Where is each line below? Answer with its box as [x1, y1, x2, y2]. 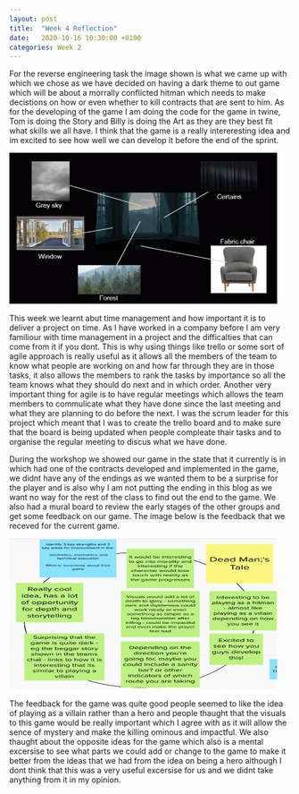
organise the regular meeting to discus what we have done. [9, 437, 228, 448]
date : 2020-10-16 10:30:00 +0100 [9, 33, 142, 42]
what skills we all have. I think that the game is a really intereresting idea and [9, 125, 291, 136]
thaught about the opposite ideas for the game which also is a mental [9, 737, 264, 747]
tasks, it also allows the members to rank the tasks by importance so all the [9, 370, 286, 380]
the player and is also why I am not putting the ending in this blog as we [9, 482, 273, 493]
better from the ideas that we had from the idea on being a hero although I [9, 756, 283, 766]
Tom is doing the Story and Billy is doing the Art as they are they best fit [9, 116, 273, 127]
